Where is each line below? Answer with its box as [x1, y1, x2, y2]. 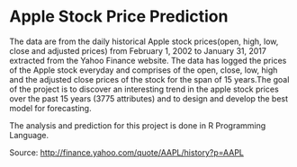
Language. [9, 129, 49, 140]
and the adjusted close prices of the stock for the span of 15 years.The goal [9, 74, 290, 84]
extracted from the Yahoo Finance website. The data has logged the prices [9, 55, 287, 66]
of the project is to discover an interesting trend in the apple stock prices [9, 83, 279, 94]
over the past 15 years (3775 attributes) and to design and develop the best [9, 92, 289, 104]
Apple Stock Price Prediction [9, 6, 229, 27]
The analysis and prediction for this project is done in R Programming [9, 119, 266, 131]
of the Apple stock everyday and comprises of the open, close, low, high [9, 65, 278, 75]
